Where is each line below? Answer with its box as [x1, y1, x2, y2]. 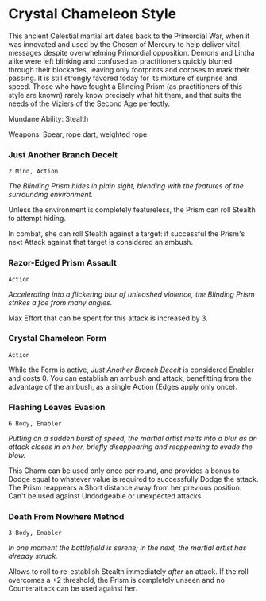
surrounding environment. [8, 190, 94, 200]
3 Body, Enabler [8, 529, 62, 537]
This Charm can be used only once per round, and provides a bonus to [8, 466, 240, 475]
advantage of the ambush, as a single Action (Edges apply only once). [8, 382, 238, 391]
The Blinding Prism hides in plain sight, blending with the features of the [8, 181, 245, 191]
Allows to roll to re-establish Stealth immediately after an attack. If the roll [8, 567, 249, 576]
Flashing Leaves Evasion [8, 401, 106, 413]
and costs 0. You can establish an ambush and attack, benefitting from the [8, 373, 252, 382]
